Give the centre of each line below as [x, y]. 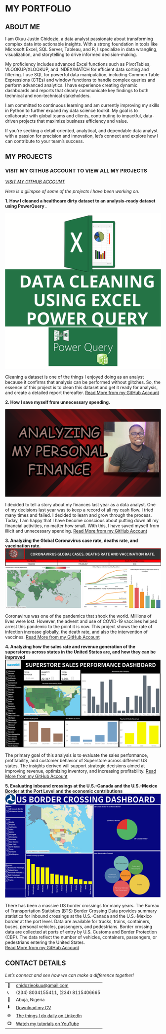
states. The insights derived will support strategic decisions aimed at [75, 766]
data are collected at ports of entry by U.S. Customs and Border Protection [81, 932]
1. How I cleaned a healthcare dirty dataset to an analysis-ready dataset [80, 200]
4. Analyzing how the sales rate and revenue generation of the [70, 647]
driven [12, 121]
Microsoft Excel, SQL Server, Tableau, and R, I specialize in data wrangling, [81, 49]
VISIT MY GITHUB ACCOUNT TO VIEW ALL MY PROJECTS [76, 171]
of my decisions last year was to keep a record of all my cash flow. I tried [79, 510]
